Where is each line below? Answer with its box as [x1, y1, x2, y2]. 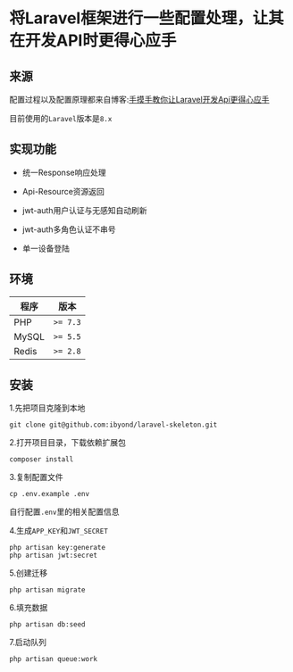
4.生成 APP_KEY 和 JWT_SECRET [9, 526, 109, 536]
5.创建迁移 [9, 568, 47, 578]
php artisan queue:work [9, 655, 98, 664]
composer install [9, 455, 74, 464]
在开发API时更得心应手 [9, 30, 177, 51]
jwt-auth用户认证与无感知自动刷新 [21, 204, 147, 215]
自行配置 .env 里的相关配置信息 [9, 506, 120, 518]
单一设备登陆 [21, 243, 70, 253]
